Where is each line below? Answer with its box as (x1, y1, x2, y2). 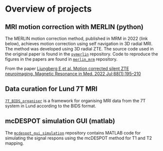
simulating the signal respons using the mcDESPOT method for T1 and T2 (5, 135, 152, 141)
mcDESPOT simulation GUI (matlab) (5, 117, 115, 125)
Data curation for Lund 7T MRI (5, 85, 98, 93)
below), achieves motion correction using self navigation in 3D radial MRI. (5, 41, 153, 47)
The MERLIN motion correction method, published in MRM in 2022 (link (5, 35, 148, 41)
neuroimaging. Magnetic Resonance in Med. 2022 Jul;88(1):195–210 (5, 71, 141, 76)
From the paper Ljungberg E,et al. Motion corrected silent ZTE (5, 66, 129, 71)
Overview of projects (5, 3, 92, 15)
